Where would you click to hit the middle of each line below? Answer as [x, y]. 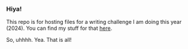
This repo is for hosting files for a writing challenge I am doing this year [94, 22]
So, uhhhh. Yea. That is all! [39, 40]
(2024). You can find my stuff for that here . [59, 28]
